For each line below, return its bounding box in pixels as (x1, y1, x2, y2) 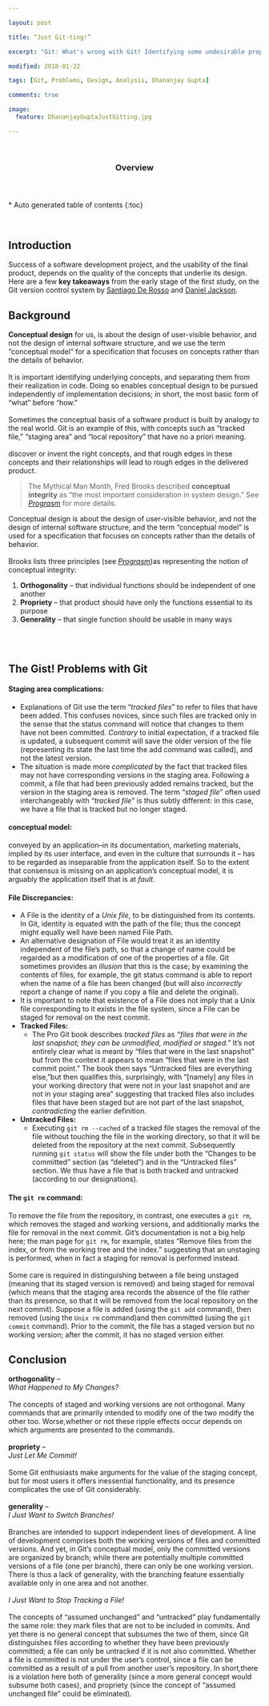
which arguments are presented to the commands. (8, 1425, 175, 1434)
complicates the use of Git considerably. (8, 1485, 142, 1495)
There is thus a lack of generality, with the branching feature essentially (8, 1570, 245, 1579)
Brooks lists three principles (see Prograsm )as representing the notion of (8, 557, 249, 566)
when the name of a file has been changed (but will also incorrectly (19, 979, 243, 988)
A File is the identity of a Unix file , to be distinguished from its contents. (19, 911, 256, 920)
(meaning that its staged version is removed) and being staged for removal (8, 1278, 255, 1288)
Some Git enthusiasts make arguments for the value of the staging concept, (8, 1467, 258, 1478)
